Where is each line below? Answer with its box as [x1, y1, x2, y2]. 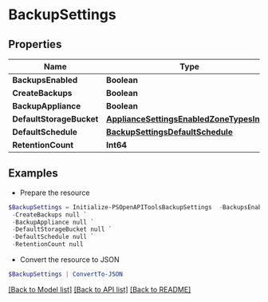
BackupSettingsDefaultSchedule [106, 126, 233, 137]
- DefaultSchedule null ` [11, 233, 94, 241]
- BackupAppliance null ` [11, 218, 94, 226]
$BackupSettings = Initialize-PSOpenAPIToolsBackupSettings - [8, 203, 223, 211]
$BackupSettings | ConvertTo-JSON [8, 270, 124, 279]
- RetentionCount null [11, 240, 84, 248]
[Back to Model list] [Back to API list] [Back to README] [8, 284, 191, 294]
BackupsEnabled [12, 74, 78, 85]
